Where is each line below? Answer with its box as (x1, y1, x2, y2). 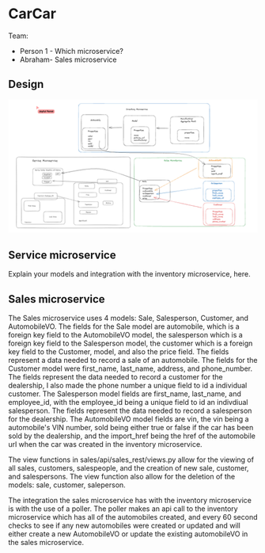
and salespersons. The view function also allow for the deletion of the (8, 472, 236, 482)
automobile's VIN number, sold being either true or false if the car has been (8, 423, 254, 433)
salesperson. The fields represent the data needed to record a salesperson (8, 406, 252, 416)
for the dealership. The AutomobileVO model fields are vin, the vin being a (8, 414, 249, 424)
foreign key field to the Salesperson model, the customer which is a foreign (8, 338, 253, 349)
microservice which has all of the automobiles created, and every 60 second (8, 513, 258, 522)
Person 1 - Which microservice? (19, 46, 124, 55)
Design (8, 78, 44, 91)
